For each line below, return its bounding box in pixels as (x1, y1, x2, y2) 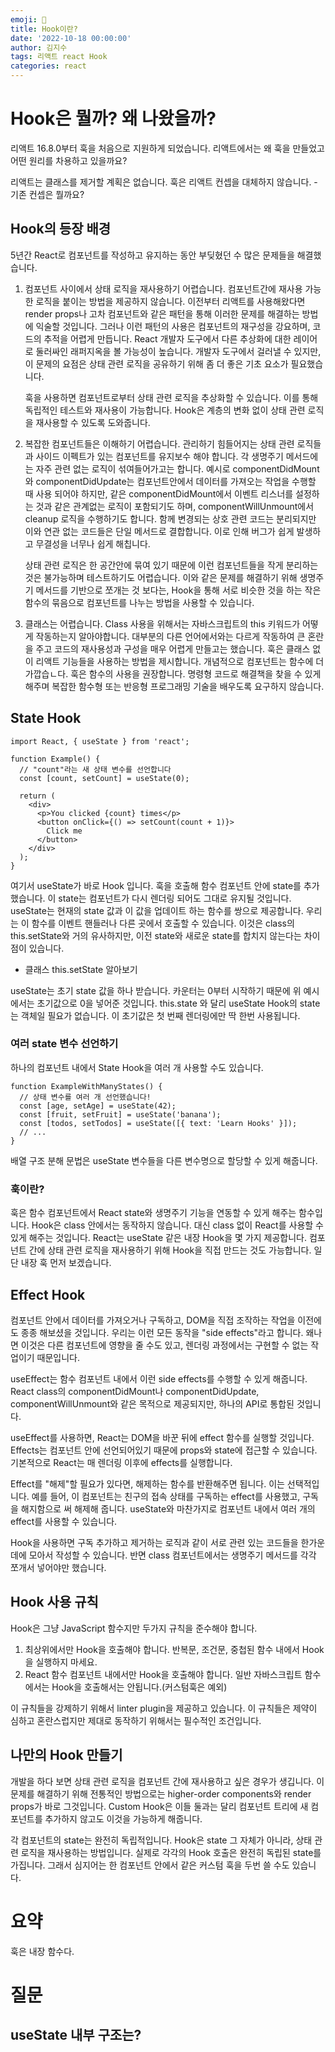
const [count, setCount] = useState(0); (19, 773, 190, 783)
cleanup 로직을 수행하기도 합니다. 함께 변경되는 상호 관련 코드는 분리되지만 (24, 512, 317, 525)
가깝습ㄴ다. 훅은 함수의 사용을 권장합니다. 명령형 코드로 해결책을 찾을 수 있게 (24, 667, 322, 680)
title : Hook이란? (10, 24, 78, 34)
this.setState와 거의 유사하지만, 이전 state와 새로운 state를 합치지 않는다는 (10, 929, 302, 941)
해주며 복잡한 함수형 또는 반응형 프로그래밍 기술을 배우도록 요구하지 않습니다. (24, 680, 325, 692)
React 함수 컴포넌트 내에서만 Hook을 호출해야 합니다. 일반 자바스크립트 (24, 1668, 303, 1680)
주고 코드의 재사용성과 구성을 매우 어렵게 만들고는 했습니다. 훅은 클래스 (35, 642, 311, 655)
